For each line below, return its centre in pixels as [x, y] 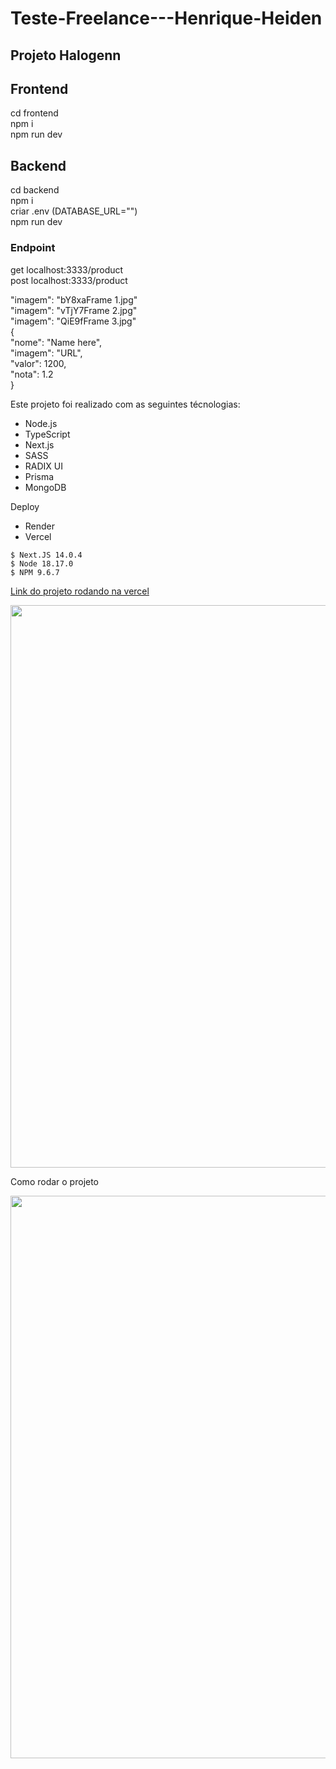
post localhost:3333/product [69, 280]
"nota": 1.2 [32, 374]
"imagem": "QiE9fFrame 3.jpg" [73, 321]
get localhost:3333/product [67, 269]
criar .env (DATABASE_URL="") [74, 211]
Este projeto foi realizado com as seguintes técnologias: [125, 404]
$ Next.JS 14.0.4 [46, 555]
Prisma [39, 476]
